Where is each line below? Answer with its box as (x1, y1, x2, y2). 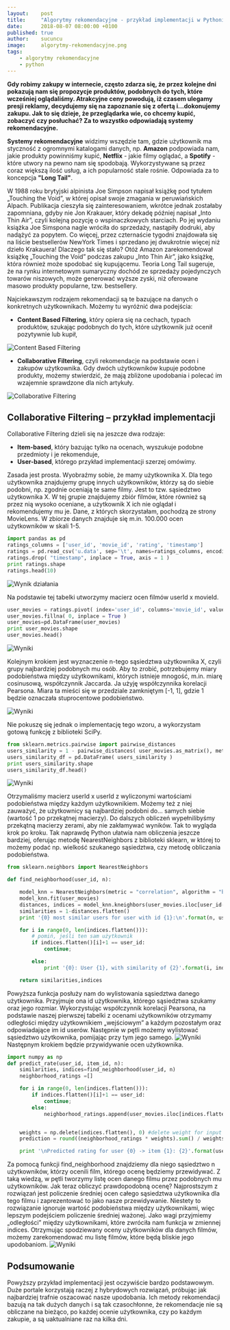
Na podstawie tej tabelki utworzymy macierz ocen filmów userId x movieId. (7, 593, 219, 601)
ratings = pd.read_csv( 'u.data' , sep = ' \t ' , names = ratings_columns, (7, 548, 204, 555)
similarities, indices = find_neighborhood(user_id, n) (19, 1066, 176, 1073)
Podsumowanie (7, 1260, 75, 1272)
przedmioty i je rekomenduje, (16, 450, 100, 458)
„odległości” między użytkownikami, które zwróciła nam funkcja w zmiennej (7, 1219, 221, 1227)
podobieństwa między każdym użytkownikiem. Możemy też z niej (7, 800, 192, 808)
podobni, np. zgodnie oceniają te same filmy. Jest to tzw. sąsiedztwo (7, 485, 201, 494)
